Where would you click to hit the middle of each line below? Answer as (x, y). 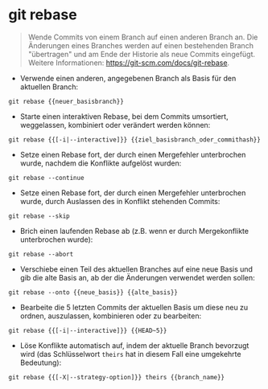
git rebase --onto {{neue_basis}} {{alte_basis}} (93, 292)
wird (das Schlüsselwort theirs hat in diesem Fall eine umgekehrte (130, 354)
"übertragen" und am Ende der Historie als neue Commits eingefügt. (142, 54)
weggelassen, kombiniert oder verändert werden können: (115, 125)
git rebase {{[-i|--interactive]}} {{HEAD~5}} (88, 330)
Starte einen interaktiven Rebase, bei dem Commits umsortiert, (124, 116)
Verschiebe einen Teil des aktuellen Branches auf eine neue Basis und (136, 269)
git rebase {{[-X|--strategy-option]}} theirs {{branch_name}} (117, 377)
